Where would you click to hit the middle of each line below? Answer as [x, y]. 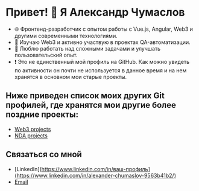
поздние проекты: [42, 115]
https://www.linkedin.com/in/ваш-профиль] [96, 169]
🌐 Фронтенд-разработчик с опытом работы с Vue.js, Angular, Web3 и [104, 29]
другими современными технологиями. [66, 36]
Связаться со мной [44, 155]
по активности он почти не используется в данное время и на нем [100, 70]
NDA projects [31, 136]
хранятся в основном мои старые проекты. [71, 77]
